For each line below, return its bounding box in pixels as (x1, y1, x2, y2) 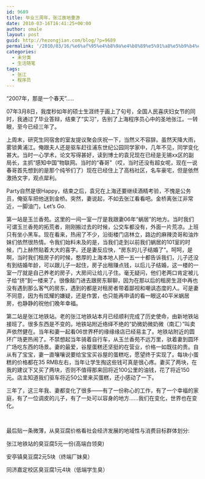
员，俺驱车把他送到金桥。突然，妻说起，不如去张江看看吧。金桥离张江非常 (6, 195, 193, 202)
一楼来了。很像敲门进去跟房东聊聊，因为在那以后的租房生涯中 (32, 277, 188, 284)
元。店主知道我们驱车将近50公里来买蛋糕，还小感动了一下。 (6, 374, 157, 381)
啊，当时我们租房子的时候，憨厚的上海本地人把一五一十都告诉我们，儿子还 (6, 254, 193, 261)
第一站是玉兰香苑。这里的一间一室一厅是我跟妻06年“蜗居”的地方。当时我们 (6, 215, 194, 223)
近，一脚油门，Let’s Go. (6, 202, 66, 210)
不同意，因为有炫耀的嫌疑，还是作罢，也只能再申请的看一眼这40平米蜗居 (6, 292, 190, 300)
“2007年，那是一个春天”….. (6, 95, 74, 102)
